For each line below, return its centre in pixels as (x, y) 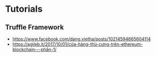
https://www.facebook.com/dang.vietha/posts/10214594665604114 (81, 39)
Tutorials (24, 9)
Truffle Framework (35, 27)
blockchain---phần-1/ (34, 49)
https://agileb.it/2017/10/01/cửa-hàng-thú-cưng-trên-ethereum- (78, 44)
